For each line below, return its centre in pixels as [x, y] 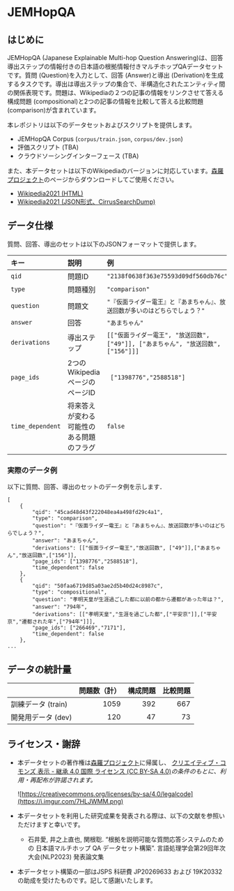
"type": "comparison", [65, 518]
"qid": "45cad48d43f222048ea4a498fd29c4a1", [98, 513]
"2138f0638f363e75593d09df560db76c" [167, 276]
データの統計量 [39, 669]
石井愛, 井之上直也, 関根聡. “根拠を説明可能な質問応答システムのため [126, 839]
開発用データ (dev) [41, 717]
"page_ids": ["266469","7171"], [79, 628]
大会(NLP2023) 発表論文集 [66, 857]
